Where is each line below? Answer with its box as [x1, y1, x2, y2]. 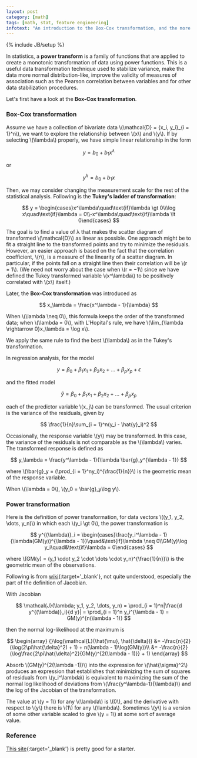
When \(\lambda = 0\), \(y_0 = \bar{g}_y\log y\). [6, 485, 121, 493]
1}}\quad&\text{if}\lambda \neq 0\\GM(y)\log [80, 538, 188, 545]
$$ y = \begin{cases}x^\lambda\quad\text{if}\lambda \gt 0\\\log [22, 204, 176, 211]
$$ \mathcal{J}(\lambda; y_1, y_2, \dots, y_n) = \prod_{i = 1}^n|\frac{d [15, 602, 182, 609]
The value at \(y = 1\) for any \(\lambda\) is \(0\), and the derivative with [6, 698, 179, 705]
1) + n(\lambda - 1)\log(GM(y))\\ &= [73, 644, 158, 651]
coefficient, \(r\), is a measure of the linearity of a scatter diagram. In [6, 253, 172, 260]
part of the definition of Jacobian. [6, 579, 88, 586]
